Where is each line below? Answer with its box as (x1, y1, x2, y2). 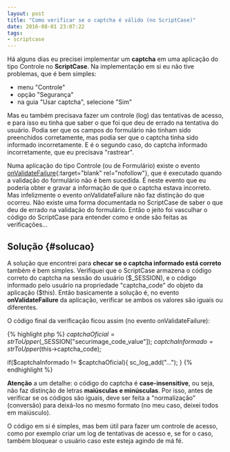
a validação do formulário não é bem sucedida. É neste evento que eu (7, 176, 206, 184)
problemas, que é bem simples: (7, 70, 97, 78)
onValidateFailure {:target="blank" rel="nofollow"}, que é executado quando (7, 169, 222, 177)
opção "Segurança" (17, 91, 74, 99)
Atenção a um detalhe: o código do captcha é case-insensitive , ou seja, (7, 379, 215, 387)
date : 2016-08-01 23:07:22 (7, 23, 85, 30)
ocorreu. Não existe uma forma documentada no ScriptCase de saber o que (7, 198, 223, 207)
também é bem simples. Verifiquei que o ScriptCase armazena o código (7, 266, 212, 275)
